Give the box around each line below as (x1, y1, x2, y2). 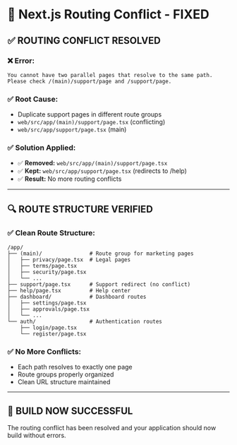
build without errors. (7, 431, 66, 440)
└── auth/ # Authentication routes (7, 318, 162, 326)
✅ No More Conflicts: (7, 347, 82, 357)
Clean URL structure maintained (17, 378, 111, 386)
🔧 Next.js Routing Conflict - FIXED (7, 6, 209, 23)
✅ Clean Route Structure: (7, 227, 95, 237)
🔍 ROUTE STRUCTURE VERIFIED (7, 203, 153, 215)
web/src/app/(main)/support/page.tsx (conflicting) (17, 118, 166, 126)
